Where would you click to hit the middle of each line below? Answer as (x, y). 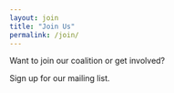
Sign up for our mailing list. (60, 78)
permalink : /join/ (44, 35)
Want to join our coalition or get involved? (87, 61)
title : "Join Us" (42, 26)
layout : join (34, 18)
